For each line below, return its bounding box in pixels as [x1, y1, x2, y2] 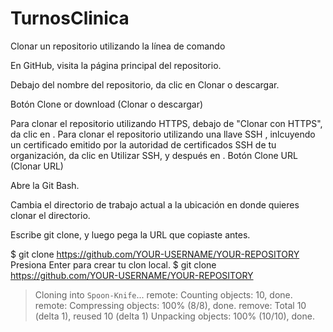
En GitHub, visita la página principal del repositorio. [10, 59, 222, 71]
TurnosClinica [10, 7, 130, 30]
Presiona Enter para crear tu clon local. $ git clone [10, 258, 217, 271]
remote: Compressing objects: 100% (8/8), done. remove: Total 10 [34, 299, 307, 311]
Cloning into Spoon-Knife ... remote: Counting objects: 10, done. [34, 288, 293, 301]
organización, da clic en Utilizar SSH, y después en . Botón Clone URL [10, 149, 298, 161]
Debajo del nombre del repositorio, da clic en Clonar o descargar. [10, 78, 280, 91]
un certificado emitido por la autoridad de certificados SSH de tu [10, 138, 277, 151]
